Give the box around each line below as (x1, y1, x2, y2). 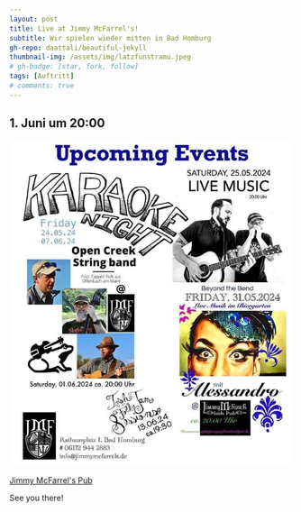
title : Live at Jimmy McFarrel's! (9, 23, 140, 33)
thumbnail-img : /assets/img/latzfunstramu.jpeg (9, 52, 192, 62)
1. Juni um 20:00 (9, 115, 105, 131)
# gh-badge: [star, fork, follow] (9, 62, 140, 71)
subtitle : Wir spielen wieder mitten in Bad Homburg (9, 33, 212, 42)
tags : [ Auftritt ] (9, 72, 75, 81)
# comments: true (9, 81, 75, 90)
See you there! (9, 492, 64, 504)
